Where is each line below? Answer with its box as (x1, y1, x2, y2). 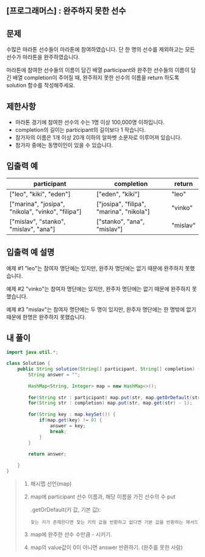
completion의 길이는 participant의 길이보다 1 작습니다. (15, 126, 146, 134)
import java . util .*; (6, 350, 59, 356)
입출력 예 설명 (6, 247, 55, 257)
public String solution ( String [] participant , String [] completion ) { (17, 366, 201, 372)
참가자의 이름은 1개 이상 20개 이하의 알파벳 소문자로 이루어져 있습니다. (15, 134, 182, 142)
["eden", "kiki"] (96, 190, 140, 198)
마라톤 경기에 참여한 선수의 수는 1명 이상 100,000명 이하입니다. (15, 118, 165, 126)
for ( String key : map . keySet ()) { (28, 411, 116, 418)
